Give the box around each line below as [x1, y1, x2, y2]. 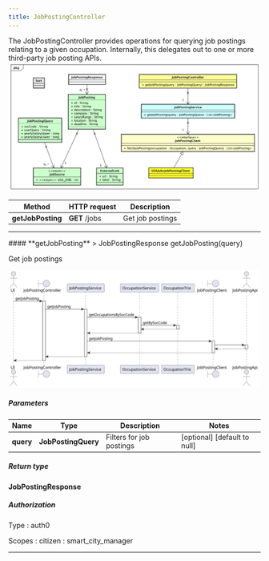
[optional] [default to [181, 433, 250, 442]
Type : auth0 [8, 520, 50, 530]
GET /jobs [68, 213, 102, 223]
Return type [8, 462, 49, 471]
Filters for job [105, 433, 150, 442]
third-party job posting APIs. [8, 53, 102, 63]
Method [23, 201, 50, 212]
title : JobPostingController [8, 13, 106, 21]
